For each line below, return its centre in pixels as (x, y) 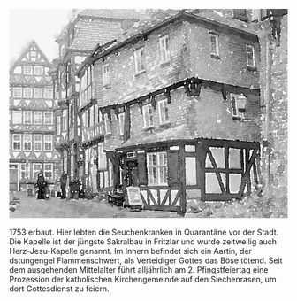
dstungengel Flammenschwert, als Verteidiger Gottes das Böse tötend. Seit (146, 260)
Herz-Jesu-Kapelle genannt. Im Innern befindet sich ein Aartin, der (130, 251)
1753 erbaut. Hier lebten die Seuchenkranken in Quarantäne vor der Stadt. (144, 232)
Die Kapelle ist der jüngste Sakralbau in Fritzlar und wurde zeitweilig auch (143, 242)
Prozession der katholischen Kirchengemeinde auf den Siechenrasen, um (143, 279)
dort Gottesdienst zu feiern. (59, 289)
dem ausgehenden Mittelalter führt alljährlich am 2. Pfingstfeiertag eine (139, 270)
